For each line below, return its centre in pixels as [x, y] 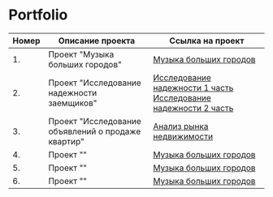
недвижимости [183, 136]
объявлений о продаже [95, 131]
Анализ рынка [181, 126]
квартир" [67, 141]
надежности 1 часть [193, 88]
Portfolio [38, 15]
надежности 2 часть [193, 108]
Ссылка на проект [207, 41]
